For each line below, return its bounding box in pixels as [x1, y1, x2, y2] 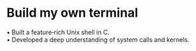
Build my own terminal [6, 5, 139, 21]
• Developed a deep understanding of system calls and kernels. [6, 35, 190, 43]
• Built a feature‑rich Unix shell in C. [6, 28, 110, 36]
